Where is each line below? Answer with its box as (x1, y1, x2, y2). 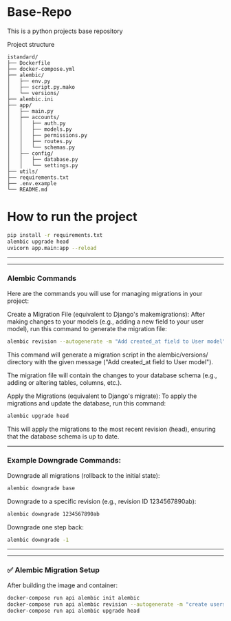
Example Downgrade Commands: (7, 456, 122, 465)
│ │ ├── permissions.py (7, 131, 88, 138)
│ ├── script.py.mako (7, 83, 76, 90)
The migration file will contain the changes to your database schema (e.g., (7, 371, 218, 379)
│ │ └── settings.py (7, 162, 78, 169)
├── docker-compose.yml (7, 65, 76, 72)
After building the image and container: (7, 581, 118, 589)
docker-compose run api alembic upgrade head (7, 607, 140, 614)
